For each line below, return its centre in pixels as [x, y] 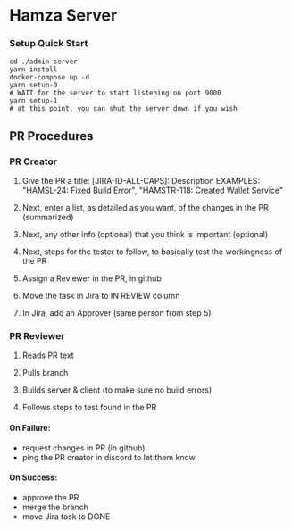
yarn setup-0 [33, 86]
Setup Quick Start [49, 44]
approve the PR [50, 497]
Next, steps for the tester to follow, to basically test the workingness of [152, 252]
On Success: [33, 477]
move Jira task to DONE [66, 516]
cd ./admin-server [43, 62]
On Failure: [30, 428]
